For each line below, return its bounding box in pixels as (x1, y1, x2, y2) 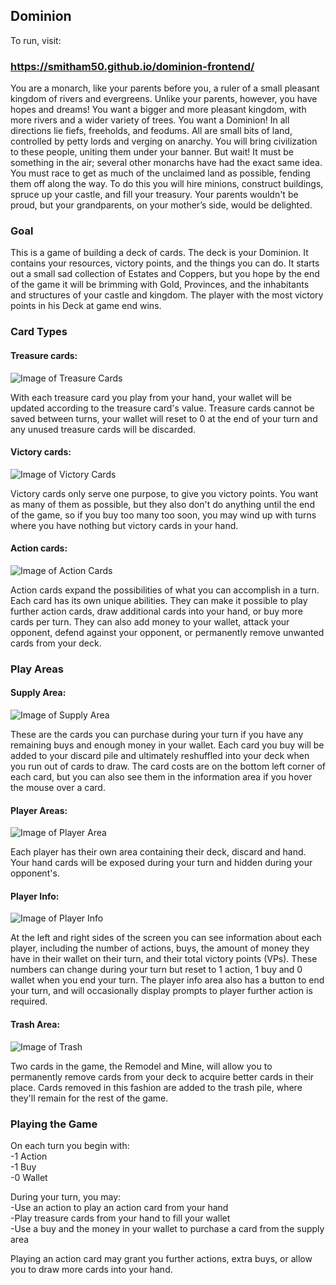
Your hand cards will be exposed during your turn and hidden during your (10, 857, 313, 869)
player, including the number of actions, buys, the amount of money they (10, 942, 310, 954)
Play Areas (10, 662, 65, 676)
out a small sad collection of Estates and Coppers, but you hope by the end (10, 268, 320, 280)
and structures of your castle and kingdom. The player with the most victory (10, 289, 324, 301)
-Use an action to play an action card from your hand (10, 1201, 229, 1213)
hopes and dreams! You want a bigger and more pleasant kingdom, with (10, 104, 307, 116)
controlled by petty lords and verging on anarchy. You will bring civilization (10, 135, 318, 148)
